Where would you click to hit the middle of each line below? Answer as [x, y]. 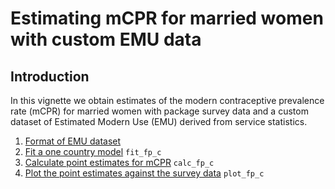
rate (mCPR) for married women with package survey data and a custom [159, 111]
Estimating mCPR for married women [167, 18]
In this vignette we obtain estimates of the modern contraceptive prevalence [167, 100]
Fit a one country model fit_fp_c [93, 151]
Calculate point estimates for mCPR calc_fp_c [119, 162]
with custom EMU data [106, 39]
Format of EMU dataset [73, 141]
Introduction [50, 76]
